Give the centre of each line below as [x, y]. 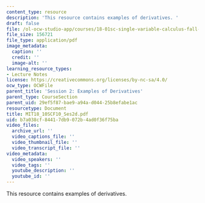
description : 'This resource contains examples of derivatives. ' [92, 18]
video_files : [23, 126]
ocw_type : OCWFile [30, 86]
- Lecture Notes [27, 74]
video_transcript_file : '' [46, 148]
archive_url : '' [32, 131]
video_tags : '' [31, 165]
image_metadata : [27, 46]
